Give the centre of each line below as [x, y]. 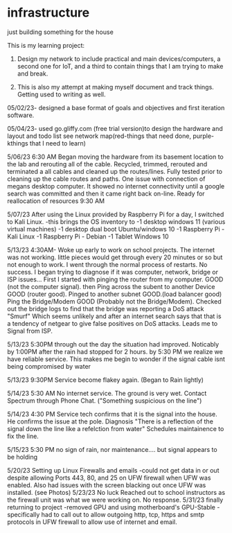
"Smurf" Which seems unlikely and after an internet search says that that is [114, 316]
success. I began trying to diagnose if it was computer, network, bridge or [113, 272]
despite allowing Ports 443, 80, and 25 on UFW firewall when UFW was [109, 478]
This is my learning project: [46, 45]
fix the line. [23, 436]
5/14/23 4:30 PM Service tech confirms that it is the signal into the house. [112, 414]
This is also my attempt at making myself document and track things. [116, 87]
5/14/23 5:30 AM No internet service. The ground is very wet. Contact [107, 393]
